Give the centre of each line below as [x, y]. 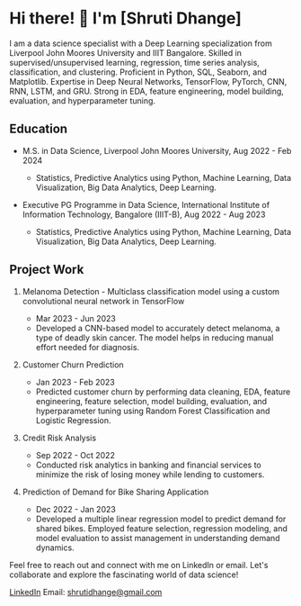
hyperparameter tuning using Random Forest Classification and [153, 411]
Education [39, 129]
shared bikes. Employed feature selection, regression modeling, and [161, 528]
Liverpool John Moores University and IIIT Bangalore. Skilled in [126, 52]
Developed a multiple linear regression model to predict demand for [161, 519]
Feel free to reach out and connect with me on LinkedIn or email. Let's [139, 565]
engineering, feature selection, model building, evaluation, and [151, 401]
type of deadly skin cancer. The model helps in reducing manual [155, 338]
